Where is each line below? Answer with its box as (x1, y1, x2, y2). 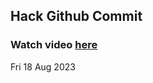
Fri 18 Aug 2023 (10, 60, 76, 73)
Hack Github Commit (10, 8, 143, 25)
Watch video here (10, 38, 98, 52)
